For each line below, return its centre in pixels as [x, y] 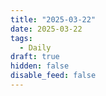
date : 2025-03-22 [46, 29]
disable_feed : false [53, 76]
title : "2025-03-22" [53, 19]
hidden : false [40, 66]
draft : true [35, 57]
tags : [21, 38]
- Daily [35, 47]
